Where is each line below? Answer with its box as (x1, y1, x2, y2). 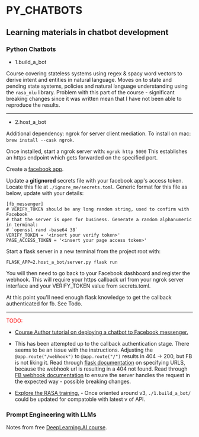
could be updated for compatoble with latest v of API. (14, 395, 146, 403)
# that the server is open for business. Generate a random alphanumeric (6, 216, 192, 222)
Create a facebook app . (6, 165, 64, 173)
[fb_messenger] (6, 201, 44, 207)
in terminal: (6, 222, 38, 228)
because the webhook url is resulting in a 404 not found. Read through (14, 365, 188, 372)
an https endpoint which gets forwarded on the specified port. (6, 154, 158, 161)
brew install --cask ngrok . (6, 136, 75, 143)
